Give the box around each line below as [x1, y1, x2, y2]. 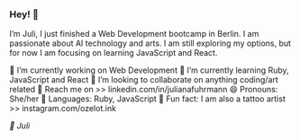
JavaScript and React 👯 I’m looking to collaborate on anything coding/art [9, 74, 279, 85]
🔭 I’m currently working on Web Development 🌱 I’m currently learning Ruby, [9, 65, 290, 75]
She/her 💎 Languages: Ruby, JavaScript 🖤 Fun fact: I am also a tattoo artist [9, 93, 286, 104]
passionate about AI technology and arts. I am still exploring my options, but [9, 38, 291, 48]
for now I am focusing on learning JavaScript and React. [9, 48, 218, 58]
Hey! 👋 [9, 8, 39, 21]
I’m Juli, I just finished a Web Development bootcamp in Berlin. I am [9, 29, 259, 39]
